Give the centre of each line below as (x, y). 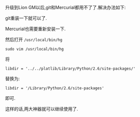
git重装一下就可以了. (26, 18)
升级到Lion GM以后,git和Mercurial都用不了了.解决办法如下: (65, 7)
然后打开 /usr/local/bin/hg (34, 40)
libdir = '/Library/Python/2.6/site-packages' (55, 88)
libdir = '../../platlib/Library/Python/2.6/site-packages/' (71, 69)
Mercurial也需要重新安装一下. (36, 29)
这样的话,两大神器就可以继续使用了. (42, 109)
